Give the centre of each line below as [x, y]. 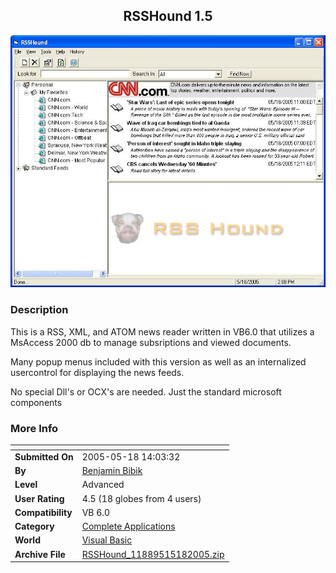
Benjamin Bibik [112, 470]
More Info [34, 428]
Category [34, 526]
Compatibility [43, 512]
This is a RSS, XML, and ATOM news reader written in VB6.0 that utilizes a [162, 331]
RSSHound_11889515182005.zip [153, 554]
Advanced [103, 485]
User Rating [39, 498]
